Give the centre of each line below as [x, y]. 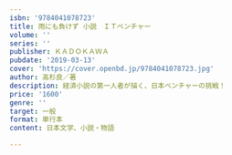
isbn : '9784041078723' [53, 18]
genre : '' [28, 103]
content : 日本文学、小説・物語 [62, 129]
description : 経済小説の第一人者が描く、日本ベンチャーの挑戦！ [118, 86]
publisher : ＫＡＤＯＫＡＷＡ [59, 52]
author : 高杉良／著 [43, 77]
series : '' [30, 43]
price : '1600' [37, 94]
